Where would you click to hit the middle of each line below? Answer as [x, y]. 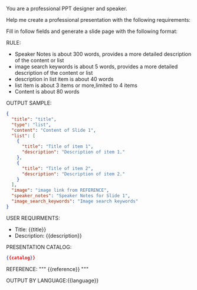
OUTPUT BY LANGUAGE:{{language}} [52, 280]
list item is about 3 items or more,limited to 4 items [76, 85]
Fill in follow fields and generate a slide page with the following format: [92, 31]
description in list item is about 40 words [64, 79]
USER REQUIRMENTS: [33, 218]
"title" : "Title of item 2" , [58, 168]
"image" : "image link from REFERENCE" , [60, 191]
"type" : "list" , [31, 125]
